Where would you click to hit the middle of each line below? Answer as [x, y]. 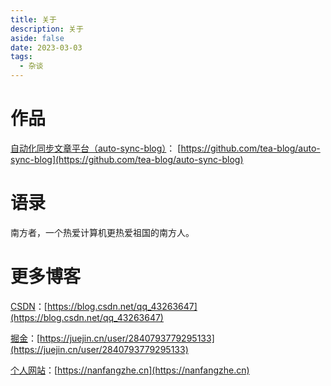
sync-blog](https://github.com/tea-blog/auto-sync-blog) [127, 159]
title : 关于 [33, 19]
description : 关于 [47, 29]
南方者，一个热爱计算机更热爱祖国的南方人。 [102, 232]
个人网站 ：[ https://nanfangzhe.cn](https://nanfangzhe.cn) [130, 370]
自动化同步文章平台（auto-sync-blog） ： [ [96, 148]
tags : [21, 57]
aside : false [37, 38]
